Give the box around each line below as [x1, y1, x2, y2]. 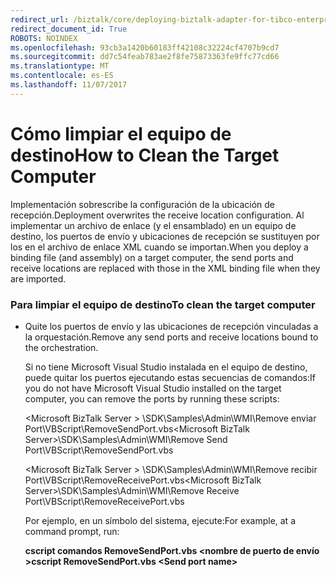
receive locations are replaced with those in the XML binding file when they [10, 262, 321, 274]
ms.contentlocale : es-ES [10, 71, 114, 81]
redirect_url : [10, 14, 70, 25]
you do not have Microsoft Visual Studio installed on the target [24, 382, 282, 394]
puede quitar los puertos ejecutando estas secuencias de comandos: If [24, 371, 316, 383]
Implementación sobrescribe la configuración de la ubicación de [10, 198, 276, 210]
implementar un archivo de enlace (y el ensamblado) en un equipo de [10, 219, 297, 231]
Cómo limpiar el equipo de [10, 122, 232, 145]
